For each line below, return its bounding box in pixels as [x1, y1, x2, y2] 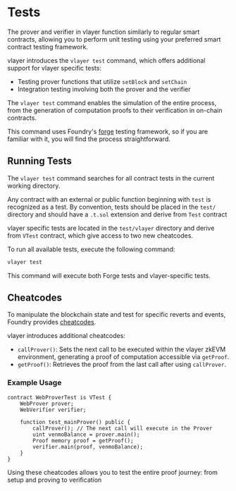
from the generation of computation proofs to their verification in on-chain [7, 106, 223, 114]
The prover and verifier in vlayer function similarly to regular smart [7, 28, 200, 36]
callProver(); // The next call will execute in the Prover [32, 425, 213, 432]
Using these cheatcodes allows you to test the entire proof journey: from [7, 468, 218, 476]
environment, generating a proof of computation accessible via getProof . [17, 353, 230, 361]
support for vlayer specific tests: [7, 63, 102, 72]
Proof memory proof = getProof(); [32, 437, 134, 444]
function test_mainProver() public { [20, 418, 131, 425]
